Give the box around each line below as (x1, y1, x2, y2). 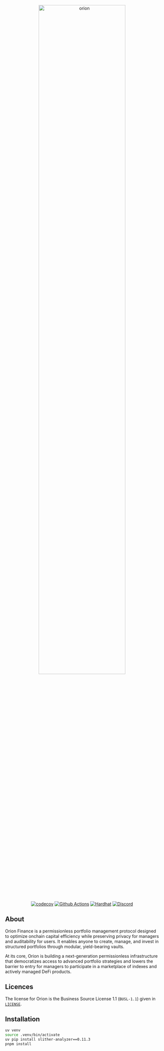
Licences (5, 983, 34, 991)
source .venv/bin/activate (5, 1032, 60, 1037)
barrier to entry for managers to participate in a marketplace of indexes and (5, 963, 157, 969)
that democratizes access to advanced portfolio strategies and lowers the (5, 958, 153, 964)
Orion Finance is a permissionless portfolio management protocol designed (5, 928, 156, 934)
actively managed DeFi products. (5, 969, 72, 974)
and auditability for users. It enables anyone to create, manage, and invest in (5, 938, 159, 944)
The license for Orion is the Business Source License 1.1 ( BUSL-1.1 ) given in (5, 995, 156, 1002)
